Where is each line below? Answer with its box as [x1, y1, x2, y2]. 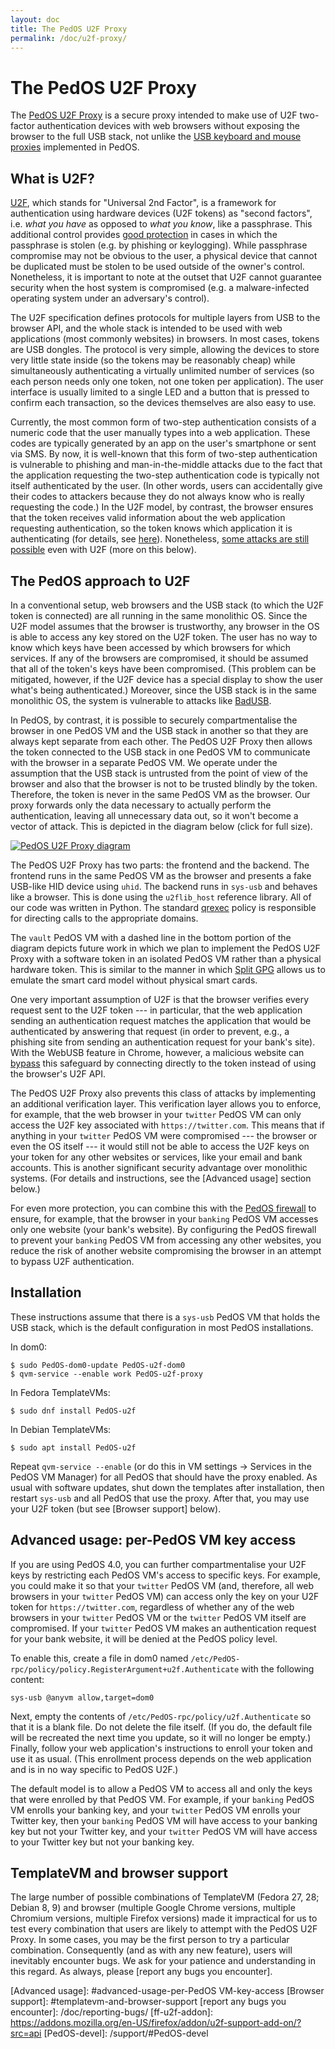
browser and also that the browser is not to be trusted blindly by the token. [10, 777, 318, 790]
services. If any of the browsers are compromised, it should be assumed [10, 652, 309, 664]
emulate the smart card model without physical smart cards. [10, 974, 258, 986]
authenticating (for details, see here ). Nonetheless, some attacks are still [10, 533, 310, 545]
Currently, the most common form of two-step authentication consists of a [10, 416, 317, 428]
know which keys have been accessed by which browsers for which [10, 641, 292, 653]
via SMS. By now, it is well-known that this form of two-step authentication [10, 448, 318, 460]
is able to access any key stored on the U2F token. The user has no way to [10, 631, 318, 643]
